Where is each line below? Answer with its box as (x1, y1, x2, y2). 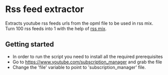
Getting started (5, 40, 54, 49)
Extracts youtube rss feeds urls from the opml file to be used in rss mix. (5, 20, 153, 26)
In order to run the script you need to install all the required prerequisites (12, 53, 163, 59)
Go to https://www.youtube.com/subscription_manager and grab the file (12, 59, 162, 65)
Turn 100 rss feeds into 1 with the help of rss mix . (5, 25, 107, 31)
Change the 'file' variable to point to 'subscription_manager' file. (12, 64, 146, 70)
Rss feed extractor (5, 4, 84, 15)
